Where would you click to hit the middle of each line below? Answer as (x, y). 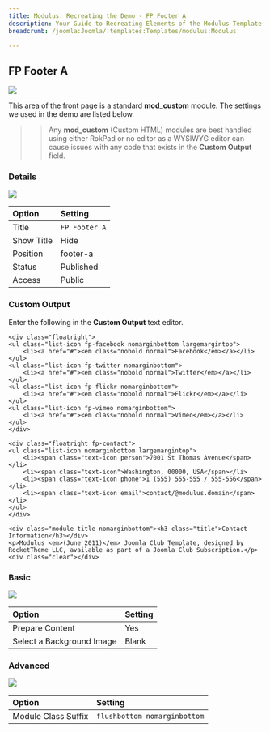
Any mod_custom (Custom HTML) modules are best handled (150, 130)
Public (72, 280)
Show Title (33, 241)
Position (28, 254)
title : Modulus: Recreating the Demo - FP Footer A (97, 16)
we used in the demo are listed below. (72, 114)
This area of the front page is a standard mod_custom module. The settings (135, 105)
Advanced (29, 666)
